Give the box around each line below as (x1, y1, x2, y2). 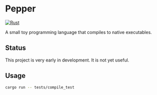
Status (5, 43, 26, 52)
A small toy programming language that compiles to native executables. (5, 29, 152, 35)
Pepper (5, 3, 36, 14)
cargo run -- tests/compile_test (5, 84, 75, 90)
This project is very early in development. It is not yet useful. (5, 57, 130, 63)
